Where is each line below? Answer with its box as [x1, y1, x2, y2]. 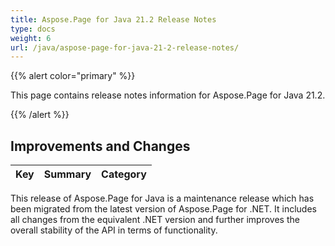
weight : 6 [10, 33, 52, 43]
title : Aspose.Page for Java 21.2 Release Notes [10, 14, 217, 25]
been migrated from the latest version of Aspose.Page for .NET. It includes [10, 203, 317, 215]
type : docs [10, 24, 56, 34]
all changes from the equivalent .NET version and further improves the [10, 214, 300, 226]
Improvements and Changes [10, 137, 191, 155]
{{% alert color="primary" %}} [10, 70, 136, 82]
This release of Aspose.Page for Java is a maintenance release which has [10, 192, 315, 205]
